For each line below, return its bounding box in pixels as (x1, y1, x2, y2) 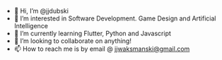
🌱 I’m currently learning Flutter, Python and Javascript (13, 29, 172, 37)
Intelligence (13, 22, 48, 30)
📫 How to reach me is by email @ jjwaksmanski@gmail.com (13, 44, 190, 53)
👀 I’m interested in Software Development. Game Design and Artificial (13, 14, 216, 23)
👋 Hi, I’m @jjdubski (13, 7, 69, 15)
